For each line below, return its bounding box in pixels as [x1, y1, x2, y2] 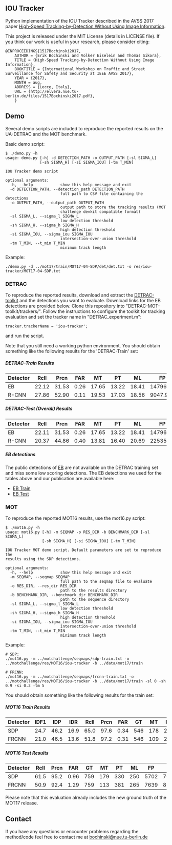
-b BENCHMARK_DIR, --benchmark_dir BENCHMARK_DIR [10, 593, 118, 598]
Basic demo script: [5, 141, 45, 147]
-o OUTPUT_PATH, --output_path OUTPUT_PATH [10, 200, 104, 205]
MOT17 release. [5, 800, 38, 806]
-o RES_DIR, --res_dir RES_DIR [10, 583, 77, 589]
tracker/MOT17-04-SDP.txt [5, 268, 60, 273]
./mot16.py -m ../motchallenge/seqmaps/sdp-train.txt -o [5, 656, 130, 661]
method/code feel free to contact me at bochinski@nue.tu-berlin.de [5, 834, 148, 840]
